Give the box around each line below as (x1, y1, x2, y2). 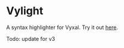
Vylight (6, 4, 44, 18)
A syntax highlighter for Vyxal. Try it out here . (6, 24, 119, 31)
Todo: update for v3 (6, 35, 55, 42)
